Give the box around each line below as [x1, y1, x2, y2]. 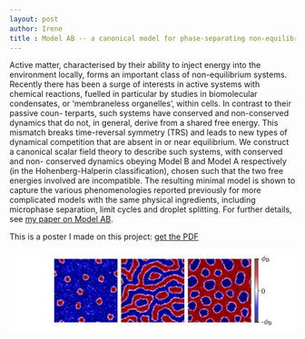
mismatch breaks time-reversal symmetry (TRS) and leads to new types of [9, 127, 288, 138]
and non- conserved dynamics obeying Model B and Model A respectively [9, 156, 288, 167]
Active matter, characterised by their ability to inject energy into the [9, 60, 261, 71]
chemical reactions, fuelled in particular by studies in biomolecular [9, 89, 258, 100]
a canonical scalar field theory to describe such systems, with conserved [9, 146, 283, 158]
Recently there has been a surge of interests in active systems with [9, 79, 261, 90]
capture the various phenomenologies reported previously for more [9, 185, 261, 196]
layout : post [9, 15, 59, 24]
